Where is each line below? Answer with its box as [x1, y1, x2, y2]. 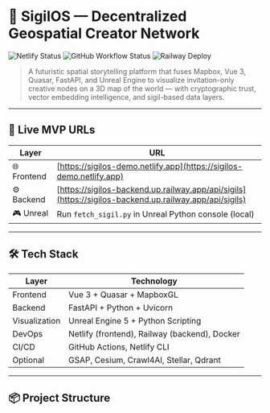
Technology [131, 275, 178, 287]
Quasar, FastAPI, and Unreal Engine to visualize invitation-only [27, 75, 235, 85]
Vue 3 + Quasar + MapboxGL [67, 289, 179, 300]
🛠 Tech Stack [8, 247, 79, 261]
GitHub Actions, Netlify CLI [67, 341, 170, 353]
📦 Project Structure [8, 390, 111, 405]
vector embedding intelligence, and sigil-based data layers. [27, 92, 225, 101]
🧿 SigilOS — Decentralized [8, 7, 187, 26]
